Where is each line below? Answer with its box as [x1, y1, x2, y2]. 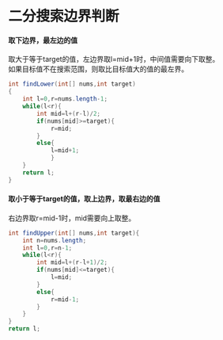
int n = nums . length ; [22, 236, 87, 244]
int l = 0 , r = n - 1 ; [22, 243, 73, 252]
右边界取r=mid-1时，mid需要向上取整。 [8, 213, 136, 223]
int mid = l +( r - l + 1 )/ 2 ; [36, 258, 108, 266]
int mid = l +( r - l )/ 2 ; [36, 109, 101, 117]
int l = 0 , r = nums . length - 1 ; [22, 95, 108, 103]
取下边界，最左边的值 [8, 35, 77, 44]
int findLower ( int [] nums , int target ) [8, 80, 136, 88]
